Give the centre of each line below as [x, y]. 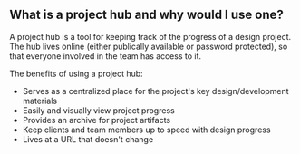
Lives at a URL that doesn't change [88, 139]
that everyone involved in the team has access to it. [106, 56]
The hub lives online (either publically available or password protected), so [149, 46]
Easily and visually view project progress [98, 110]
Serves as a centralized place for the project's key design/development [155, 91]
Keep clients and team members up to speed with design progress [146, 130]
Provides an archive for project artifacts [96, 120]
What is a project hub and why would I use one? [146, 15]
